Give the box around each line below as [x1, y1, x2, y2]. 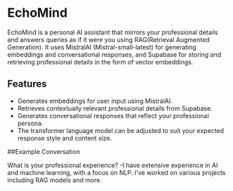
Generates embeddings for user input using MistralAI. [17, 97, 173, 105]
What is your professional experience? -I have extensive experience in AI [7, 161, 218, 169]
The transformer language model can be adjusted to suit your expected [17, 126, 225, 134]
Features [7, 78, 47, 90]
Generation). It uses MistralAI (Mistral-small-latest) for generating [7, 43, 197, 51]
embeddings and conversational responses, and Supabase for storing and [7, 50, 222, 59]
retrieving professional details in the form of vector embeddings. [7, 57, 194, 66]
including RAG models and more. [7, 176, 102, 184]
